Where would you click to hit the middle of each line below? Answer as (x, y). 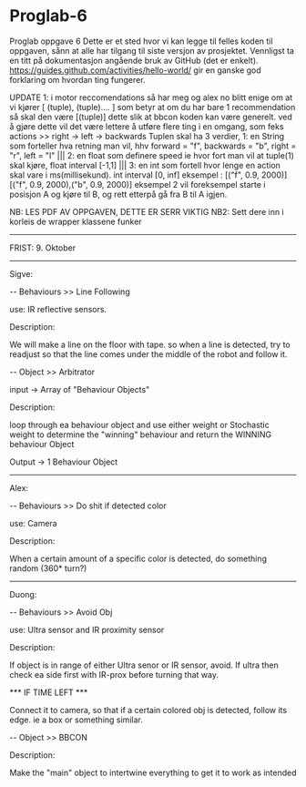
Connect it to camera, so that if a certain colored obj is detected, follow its (148, 710)
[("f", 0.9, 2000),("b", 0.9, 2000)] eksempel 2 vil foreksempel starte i (138, 184)
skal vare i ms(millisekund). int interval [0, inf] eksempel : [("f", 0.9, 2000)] (148, 175)
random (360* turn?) (48, 568)
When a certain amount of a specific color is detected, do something (138, 558)
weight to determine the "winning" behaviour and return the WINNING (140, 434)
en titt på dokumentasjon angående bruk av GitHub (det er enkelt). (134, 60)
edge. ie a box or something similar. (76, 720)
